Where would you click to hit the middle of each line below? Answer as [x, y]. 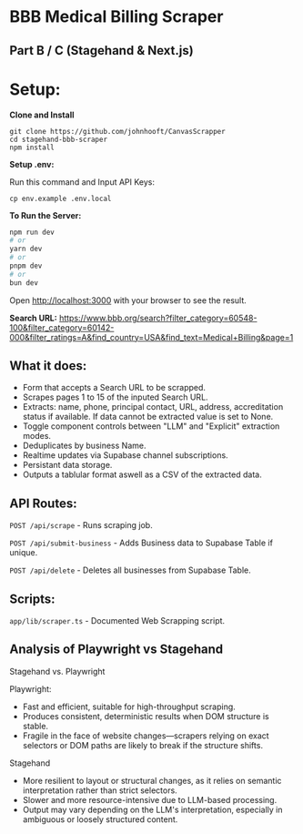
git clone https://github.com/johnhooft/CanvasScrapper [117, 131]
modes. [37, 436]
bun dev [24, 283]
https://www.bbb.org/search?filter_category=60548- [158, 318]
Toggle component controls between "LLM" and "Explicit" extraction [151, 426]
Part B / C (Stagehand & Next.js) [101, 51]
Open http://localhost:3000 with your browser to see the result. [128, 300]
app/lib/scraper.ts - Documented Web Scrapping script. [117, 621]
